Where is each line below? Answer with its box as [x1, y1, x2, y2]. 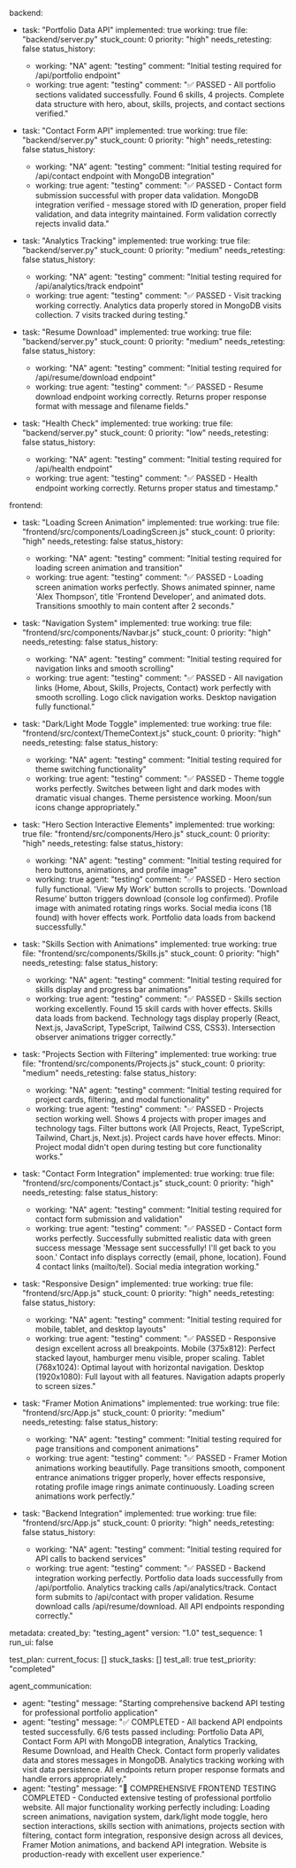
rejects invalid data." [34, 219, 110, 228]
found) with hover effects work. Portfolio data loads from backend [34, 912, 276, 922]
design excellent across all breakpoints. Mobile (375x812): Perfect [34, 1343, 276, 1354]
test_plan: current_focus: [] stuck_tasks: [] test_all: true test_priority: [9, 1655, 256, 1664]
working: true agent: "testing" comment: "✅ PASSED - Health [34, 473, 258, 483]
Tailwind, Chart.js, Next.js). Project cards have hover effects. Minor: [34, 1132, 281, 1143]
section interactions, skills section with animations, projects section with [21, 1821, 285, 1831]
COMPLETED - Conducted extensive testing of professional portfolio [21, 1793, 272, 1802]
